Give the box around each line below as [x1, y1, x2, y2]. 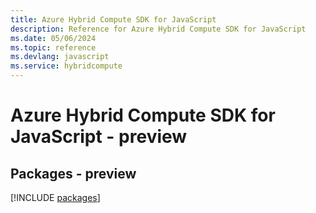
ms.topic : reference [10, 42, 97, 53]
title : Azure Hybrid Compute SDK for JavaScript [10, 14, 217, 25]
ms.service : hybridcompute [10, 61, 123, 71]
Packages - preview [10, 165, 137, 182]
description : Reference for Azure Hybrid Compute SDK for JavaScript [10, 24, 307, 34]
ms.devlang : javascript [10, 52, 110, 62]
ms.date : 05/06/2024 [10, 33, 97, 43]
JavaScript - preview [10, 126, 188, 148]
